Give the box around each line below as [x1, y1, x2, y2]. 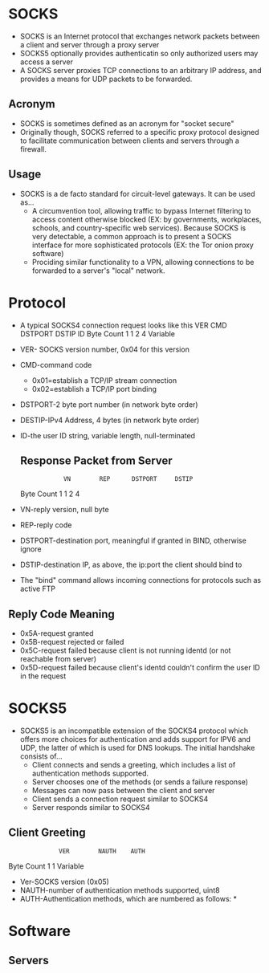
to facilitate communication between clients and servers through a [19, 136, 239, 145]
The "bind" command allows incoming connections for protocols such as [19, 576, 262, 585]
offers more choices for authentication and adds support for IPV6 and [19, 735, 251, 744]
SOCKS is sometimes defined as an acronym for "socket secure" [19, 118, 234, 128]
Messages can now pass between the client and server [31, 786, 215, 796]
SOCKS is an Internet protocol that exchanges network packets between [19, 31, 260, 41]
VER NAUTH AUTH [59, 847, 146, 855]
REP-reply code [19, 520, 72, 530]
